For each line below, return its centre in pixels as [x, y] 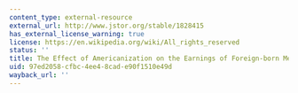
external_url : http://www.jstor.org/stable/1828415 [106, 26]
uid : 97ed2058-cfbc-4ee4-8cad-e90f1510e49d [91, 67]
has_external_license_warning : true [77, 34]
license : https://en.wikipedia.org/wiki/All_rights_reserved [125, 42]
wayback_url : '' [39, 75]
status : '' [29, 50]
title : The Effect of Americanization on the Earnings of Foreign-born [144, 58]
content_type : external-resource [71, 17]
